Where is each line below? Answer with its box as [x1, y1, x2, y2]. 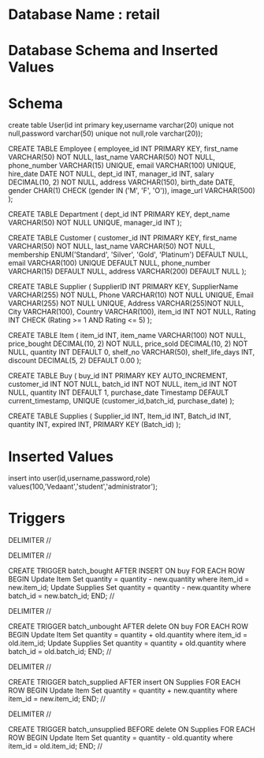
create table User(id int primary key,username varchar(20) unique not [8, 121, 234, 130]
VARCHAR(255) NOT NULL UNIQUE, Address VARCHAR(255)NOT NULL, [8, 299, 244, 308]
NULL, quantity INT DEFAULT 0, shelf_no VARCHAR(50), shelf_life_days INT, [8, 347, 255, 357]
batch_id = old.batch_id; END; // [8, 647, 112, 656]
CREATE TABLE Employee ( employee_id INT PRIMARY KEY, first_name [8, 144, 239, 154]
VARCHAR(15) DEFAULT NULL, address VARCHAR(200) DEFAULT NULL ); [8, 266, 247, 277]
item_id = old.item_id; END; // [8, 741, 103, 751]
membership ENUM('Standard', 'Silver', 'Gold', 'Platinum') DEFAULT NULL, [8, 250, 248, 259]
